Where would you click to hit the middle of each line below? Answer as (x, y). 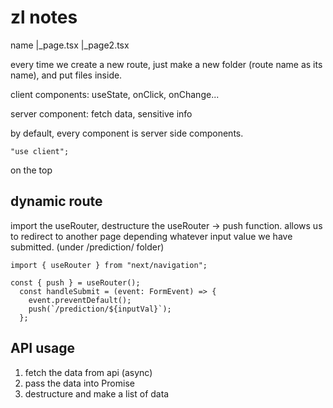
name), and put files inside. (66, 75)
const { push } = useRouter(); (75, 282)
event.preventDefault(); (80, 300)
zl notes (44, 17)
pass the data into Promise (79, 383)
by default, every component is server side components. (127, 133)
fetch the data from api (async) (88, 372)
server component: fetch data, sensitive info (101, 113)
